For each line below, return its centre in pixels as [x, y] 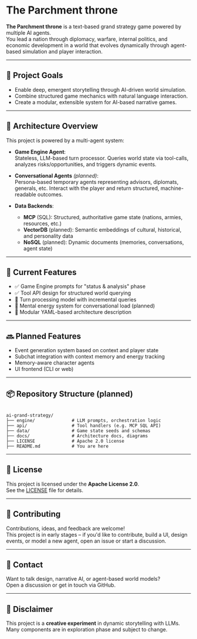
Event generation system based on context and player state [86, 350]
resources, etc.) [43, 223]
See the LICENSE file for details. [45, 490]
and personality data [48, 236]
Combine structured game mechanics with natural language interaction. [101, 96]
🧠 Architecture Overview [52, 126]
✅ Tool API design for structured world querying [73, 293]
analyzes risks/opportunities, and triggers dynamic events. [85, 164]
